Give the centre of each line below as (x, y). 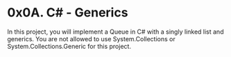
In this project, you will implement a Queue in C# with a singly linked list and (115, 32)
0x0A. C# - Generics (68, 13)
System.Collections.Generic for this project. (69, 46)
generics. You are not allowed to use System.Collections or (91, 38)
